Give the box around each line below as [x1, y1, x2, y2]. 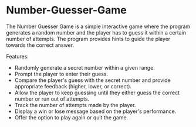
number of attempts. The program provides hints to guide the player [6, 35, 171, 42]
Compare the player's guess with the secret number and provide [14, 77, 171, 84]
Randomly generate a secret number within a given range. [14, 64, 156, 71]
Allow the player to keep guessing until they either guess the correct [14, 89, 180, 96]
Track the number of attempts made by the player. [14, 101, 136, 108]
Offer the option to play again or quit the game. [14, 114, 129, 121]
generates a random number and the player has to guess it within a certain [6, 29, 187, 36]
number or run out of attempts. [14, 95, 90, 102]
